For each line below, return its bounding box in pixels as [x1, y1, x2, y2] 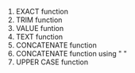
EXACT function [15, 7, 69, 16]
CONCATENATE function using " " [15, 49, 127, 58]
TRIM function [15, 15, 63, 25]
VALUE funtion [15, 24, 64, 33]
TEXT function [15, 32, 64, 41]
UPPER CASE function [15, 57, 89, 67]
